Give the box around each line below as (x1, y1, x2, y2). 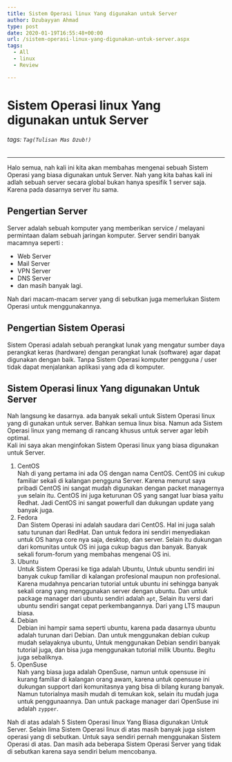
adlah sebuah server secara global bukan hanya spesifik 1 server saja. (7, 178, 206, 187)
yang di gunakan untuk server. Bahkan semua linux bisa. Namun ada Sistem (7, 419, 223, 428)
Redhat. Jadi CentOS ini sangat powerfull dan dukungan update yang (17, 499, 214, 507)
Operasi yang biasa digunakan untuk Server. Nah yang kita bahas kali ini (7, 171, 213, 179)
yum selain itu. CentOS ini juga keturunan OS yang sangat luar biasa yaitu (17, 491, 224, 500)
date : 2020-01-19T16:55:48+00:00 (7, 29, 104, 37)
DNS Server (17, 274, 52, 282)
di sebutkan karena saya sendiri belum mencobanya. (7, 747, 157, 756)
